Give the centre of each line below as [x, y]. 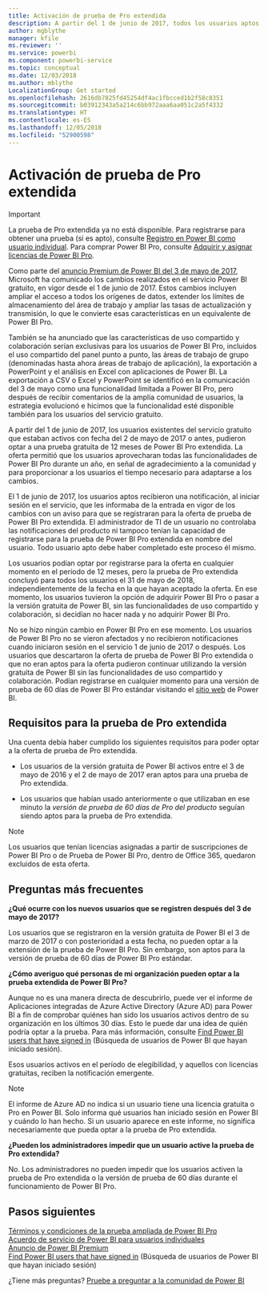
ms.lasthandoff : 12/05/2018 [55, 128]
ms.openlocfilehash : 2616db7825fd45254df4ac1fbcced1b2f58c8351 [116, 98]
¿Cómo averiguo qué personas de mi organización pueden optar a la [124, 974]
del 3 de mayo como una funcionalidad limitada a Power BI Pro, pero [121, 388]
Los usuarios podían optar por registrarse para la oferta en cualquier [121, 563]
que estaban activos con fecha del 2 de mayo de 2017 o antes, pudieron [127, 438]
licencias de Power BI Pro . [51, 255]
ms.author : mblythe [41, 83]
